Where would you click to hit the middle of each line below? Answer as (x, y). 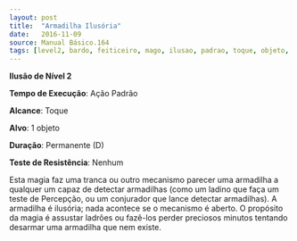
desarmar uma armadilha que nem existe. (86, 228)
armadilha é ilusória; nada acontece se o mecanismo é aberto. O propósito (146, 208)
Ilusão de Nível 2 (41, 76)
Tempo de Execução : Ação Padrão (74, 94)
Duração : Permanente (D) (57, 145)
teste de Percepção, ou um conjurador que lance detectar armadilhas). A (143, 199)
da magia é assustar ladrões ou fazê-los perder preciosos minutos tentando (148, 218)
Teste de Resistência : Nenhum (66, 162)
